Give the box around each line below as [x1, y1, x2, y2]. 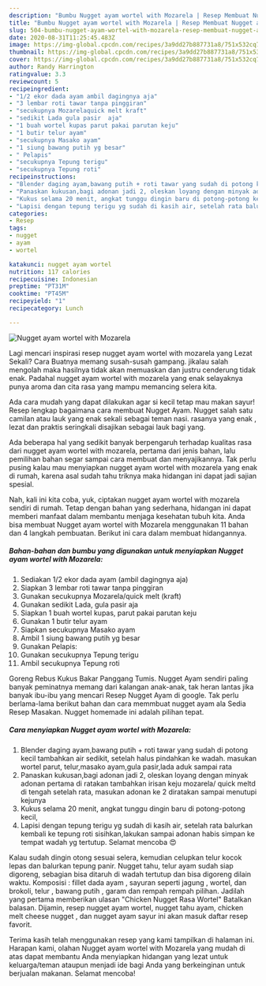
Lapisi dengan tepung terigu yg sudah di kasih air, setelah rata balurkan [20, 820, 253, 830]
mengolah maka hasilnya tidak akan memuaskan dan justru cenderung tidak [9, 364, 256, 375]
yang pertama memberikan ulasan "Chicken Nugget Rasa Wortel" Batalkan [9, 894, 252, 904]
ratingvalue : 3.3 [9, 70, 66, 78]
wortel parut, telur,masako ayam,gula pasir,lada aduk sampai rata [20, 762, 232, 771]
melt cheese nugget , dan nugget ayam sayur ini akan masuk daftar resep [9, 911, 249, 921]
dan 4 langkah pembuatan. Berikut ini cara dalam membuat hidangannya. [9, 528, 247, 537]
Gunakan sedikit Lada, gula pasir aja [20, 599, 139, 609]
